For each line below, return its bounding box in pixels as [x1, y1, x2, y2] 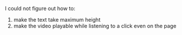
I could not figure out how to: [5, 5, 76, 12]
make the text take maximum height [13, 16, 101, 23]
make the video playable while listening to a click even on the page [13, 23, 177, 29]
